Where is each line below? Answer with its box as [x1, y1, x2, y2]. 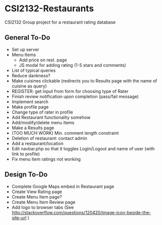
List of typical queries [11, 67, 56, 73]
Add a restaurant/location [11, 141, 64, 146]
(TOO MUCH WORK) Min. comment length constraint [11, 130, 119, 136]
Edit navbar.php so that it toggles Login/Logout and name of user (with [11, 145, 155, 151]
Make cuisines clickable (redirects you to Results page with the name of [11, 78, 158, 84]
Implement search [11, 99, 49, 105]
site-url [11, 215, 27, 221]
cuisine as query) [11, 83, 47, 89]
